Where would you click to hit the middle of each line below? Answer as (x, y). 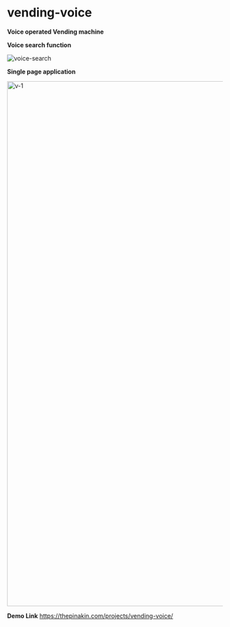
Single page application (41, 71)
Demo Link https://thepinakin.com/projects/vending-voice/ (90, 615)
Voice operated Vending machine (55, 32)
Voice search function (39, 45)
